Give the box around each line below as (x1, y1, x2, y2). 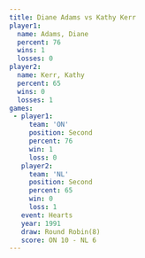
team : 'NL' (28, 169, 69, 178)
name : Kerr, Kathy (17, 71, 86, 80)
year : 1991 (20, 219, 62, 228)
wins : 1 (17, 46, 46, 55)
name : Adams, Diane (17, 29, 89, 38)
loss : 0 (28, 152, 57, 162)
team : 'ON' (28, 121, 69, 129)
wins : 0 (17, 87, 46, 96)
